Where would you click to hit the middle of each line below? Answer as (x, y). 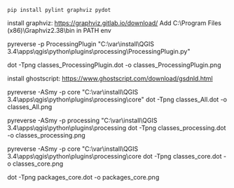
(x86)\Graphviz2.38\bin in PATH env (60, 30)
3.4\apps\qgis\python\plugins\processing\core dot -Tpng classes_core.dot (115, 156)
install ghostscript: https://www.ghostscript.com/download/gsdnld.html (110, 78)
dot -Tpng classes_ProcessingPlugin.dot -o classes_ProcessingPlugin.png (114, 65)
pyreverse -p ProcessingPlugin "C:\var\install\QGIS (81, 44)
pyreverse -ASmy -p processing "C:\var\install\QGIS (82, 120)
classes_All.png (30, 107)
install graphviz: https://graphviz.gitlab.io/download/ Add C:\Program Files (115, 23)
